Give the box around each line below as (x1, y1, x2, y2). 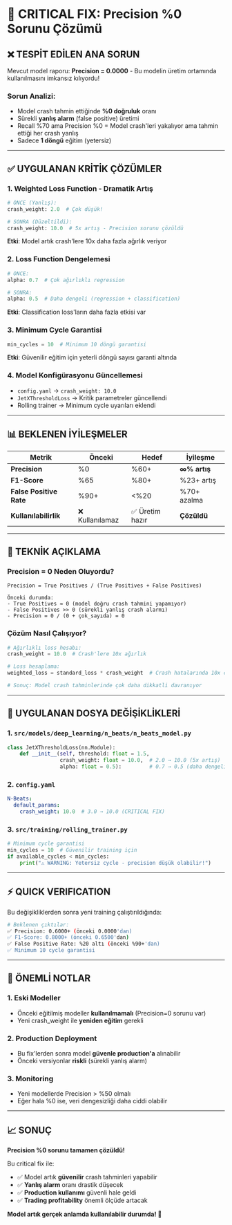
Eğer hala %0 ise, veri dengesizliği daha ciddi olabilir (17, 1097, 168, 1105)
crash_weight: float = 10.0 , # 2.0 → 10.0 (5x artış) (59, 757, 221, 764)
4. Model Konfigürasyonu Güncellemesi (7, 371, 143, 380)
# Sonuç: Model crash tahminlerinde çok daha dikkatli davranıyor (7, 682, 202, 689)
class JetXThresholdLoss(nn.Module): (7, 744, 116, 751)
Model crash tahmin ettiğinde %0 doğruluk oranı (17, 107, 157, 115)
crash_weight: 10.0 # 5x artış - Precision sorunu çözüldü (7, 225, 184, 232)
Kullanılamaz (78, 515, 119, 525)
